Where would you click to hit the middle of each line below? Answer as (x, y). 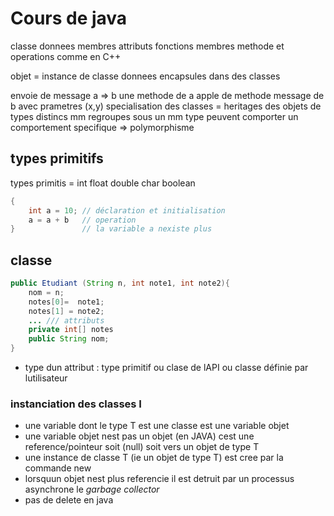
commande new (58, 468)
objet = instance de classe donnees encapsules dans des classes (145, 76)
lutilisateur (46, 378)
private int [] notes (71, 330)
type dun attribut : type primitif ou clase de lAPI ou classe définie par (166, 368)
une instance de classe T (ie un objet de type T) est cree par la (154, 458)
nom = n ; (46, 292)
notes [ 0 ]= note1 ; (66, 302)
